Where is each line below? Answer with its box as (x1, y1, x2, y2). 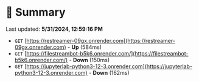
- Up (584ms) (67, 43, 102, 51)
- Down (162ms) (88, 69, 130, 76)
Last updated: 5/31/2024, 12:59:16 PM (5, 25, 103, 33)
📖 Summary (5, 5, 66, 19)
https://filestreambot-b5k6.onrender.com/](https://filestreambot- (26, 49, 189, 57)
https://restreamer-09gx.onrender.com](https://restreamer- (26, 37, 176, 44)
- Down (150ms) (69, 56, 110, 63)
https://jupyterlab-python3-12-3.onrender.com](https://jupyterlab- (26, 63, 193, 70)
